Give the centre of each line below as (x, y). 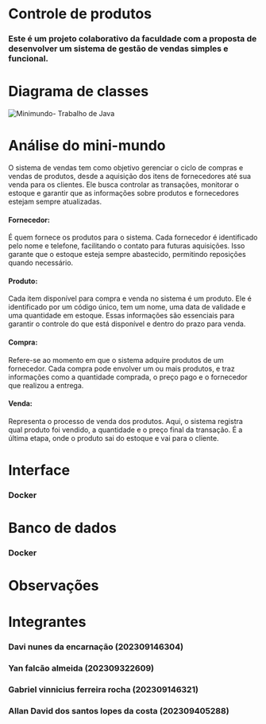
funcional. (29, 59)
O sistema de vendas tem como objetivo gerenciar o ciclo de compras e (126, 167)
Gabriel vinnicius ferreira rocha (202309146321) (103, 690)
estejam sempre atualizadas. (55, 201)
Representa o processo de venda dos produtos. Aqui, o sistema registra (126, 421)
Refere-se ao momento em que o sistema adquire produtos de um (116, 360)
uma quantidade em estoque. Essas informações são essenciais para (121, 316)
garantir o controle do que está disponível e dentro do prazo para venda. (127, 324)
